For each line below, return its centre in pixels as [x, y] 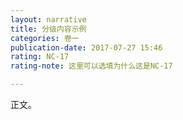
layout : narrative [48, 19]
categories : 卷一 [45, 38]
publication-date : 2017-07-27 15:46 [86, 47]
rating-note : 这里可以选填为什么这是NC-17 [91, 66]
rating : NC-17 [40, 57]
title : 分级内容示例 [48, 29]
